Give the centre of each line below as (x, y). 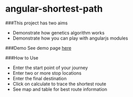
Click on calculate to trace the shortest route (59, 84)
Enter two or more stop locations (47, 73)
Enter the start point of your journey (50, 68)
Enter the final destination (40, 78)
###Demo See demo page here (38, 48)
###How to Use (22, 58)
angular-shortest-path (54, 9)
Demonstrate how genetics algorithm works (59, 33)
